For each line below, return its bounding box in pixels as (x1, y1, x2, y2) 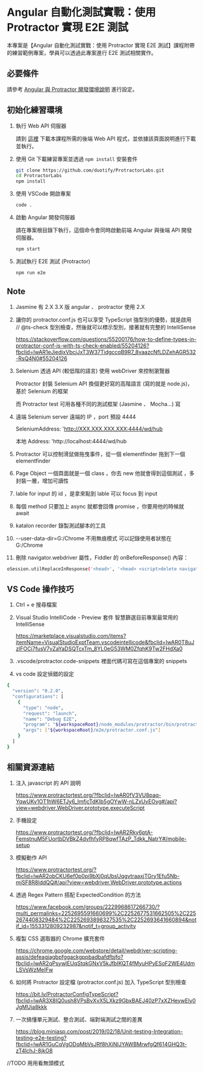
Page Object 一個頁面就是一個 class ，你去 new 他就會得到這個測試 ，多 (15, 469, 195, 476)
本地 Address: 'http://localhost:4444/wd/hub (15, 437, 127, 444)
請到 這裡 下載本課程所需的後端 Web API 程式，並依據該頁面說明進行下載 (15, 135, 196, 142)
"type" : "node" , (22, 705, 64, 711)
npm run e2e (15, 269, 46, 276)
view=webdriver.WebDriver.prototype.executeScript (15, 804, 145, 811)
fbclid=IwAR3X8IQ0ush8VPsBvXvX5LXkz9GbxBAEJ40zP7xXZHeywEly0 (15, 997, 196, 1004)
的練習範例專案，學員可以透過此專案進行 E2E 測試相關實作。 (7, 49, 157, 56)
